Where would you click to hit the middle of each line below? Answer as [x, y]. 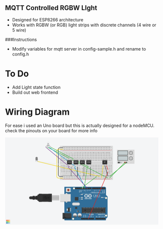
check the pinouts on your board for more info [51, 130]
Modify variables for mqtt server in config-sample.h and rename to [79, 49]
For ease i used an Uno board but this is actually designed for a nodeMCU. [80, 125]
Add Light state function [36, 87]
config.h [20, 54]
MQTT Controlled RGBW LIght [51, 8]
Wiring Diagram [37, 112]
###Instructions [21, 39]
